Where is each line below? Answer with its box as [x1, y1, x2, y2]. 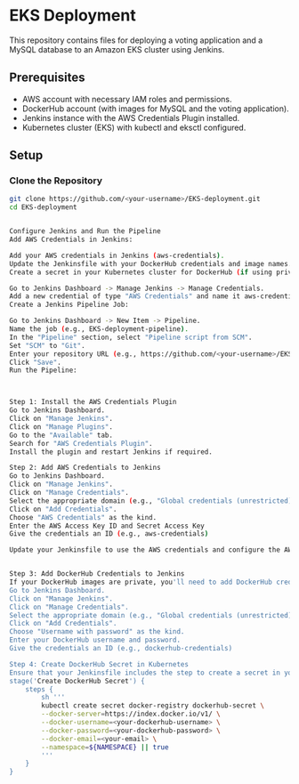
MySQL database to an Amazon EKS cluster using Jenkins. [9, 44, 225, 54]
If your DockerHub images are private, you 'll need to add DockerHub [9, 578, 273, 587]
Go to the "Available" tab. [9, 431, 114, 440]
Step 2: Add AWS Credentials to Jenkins [9, 464, 162, 473]
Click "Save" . [9, 358, 62, 367]
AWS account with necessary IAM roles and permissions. [21, 93, 232, 104]
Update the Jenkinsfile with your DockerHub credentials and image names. [9, 259, 293, 268]
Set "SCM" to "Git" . [9, 341, 86, 350]
